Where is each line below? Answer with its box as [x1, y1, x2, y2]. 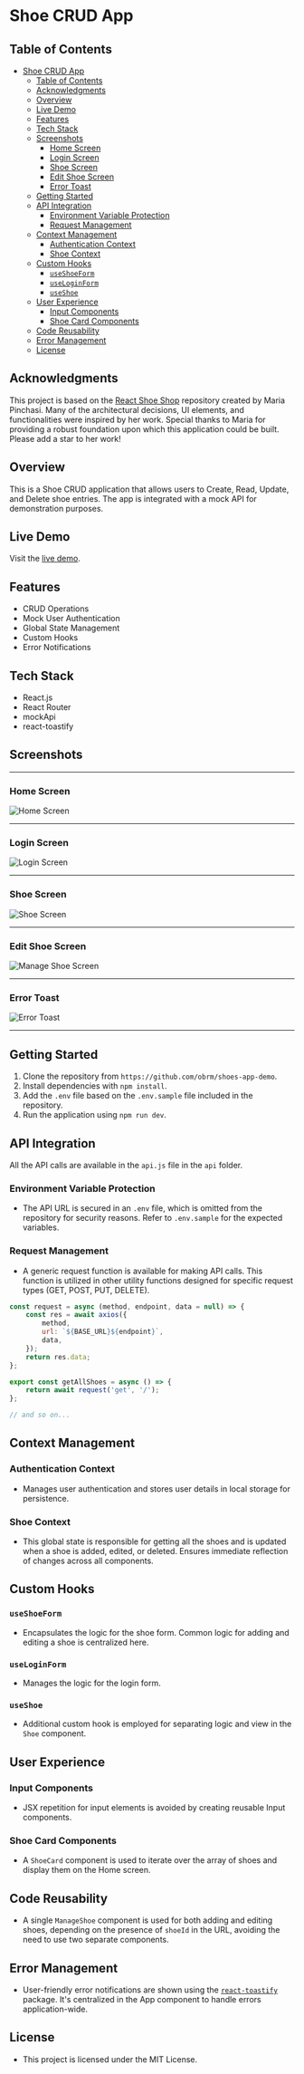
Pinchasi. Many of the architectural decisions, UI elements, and [9, 404, 244, 415]
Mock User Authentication [22, 613, 120, 624]
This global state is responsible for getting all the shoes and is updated [22, 1536, 287, 1547]
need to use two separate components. [22, 1935, 169, 1945]
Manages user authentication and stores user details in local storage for [22, 1483, 291, 1494]
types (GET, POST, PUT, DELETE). [22, 1284, 150, 1295]
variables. [22, 1222, 60, 1233]
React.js [22, 692, 53, 703]
